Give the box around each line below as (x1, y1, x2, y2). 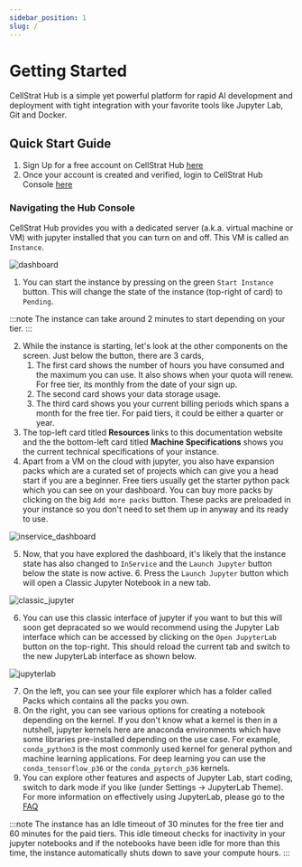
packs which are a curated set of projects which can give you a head (22, 465, 279, 476)
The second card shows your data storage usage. (35, 388, 221, 399)
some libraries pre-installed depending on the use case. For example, (22, 733, 281, 744)
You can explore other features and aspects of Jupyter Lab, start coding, (22, 772, 293, 783)
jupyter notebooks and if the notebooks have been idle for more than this (9, 837, 281, 848)
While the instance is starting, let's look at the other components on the (22, 340, 288, 351)
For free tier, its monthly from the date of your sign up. (35, 379, 238, 390)
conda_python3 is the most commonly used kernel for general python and (22, 743, 293, 754)
